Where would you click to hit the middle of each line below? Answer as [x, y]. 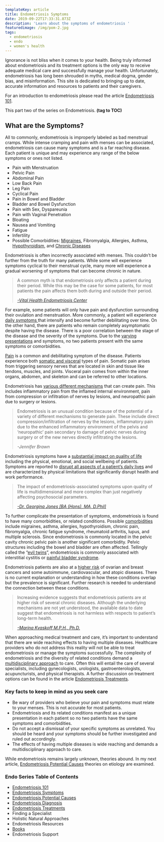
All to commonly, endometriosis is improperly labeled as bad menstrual [76, 137]
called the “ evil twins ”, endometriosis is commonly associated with [72, 552]
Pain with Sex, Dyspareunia [40, 209]
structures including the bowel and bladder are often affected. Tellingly [76, 547]
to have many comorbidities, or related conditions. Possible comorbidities [79, 521]
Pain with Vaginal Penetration [41, 215]
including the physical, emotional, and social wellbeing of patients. [72, 462]
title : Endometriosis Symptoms [37, 14]
